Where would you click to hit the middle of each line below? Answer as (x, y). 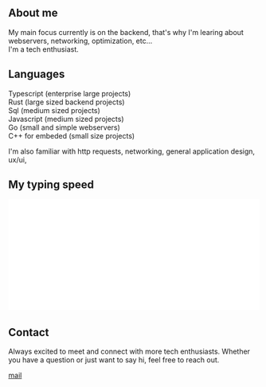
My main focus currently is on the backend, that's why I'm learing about (126, 32)
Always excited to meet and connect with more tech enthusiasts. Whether (129, 351)
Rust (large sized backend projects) (66, 102)
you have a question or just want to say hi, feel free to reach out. (114, 360)
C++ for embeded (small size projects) (72, 135)
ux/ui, (18, 159)
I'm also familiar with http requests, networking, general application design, (132, 151)
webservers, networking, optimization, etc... (80, 41)
